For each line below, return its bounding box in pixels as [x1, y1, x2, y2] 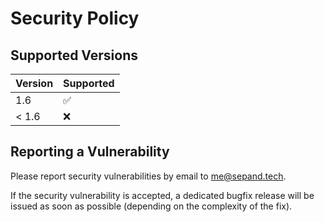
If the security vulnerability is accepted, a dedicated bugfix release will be [10, 189, 315, 201]
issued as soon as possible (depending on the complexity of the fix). [10, 200, 293, 212]
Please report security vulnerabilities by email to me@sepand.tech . [10, 170, 287, 182]
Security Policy [10, 7, 140, 30]
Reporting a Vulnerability [10, 143, 170, 161]
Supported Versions [10, 47, 138, 64]
